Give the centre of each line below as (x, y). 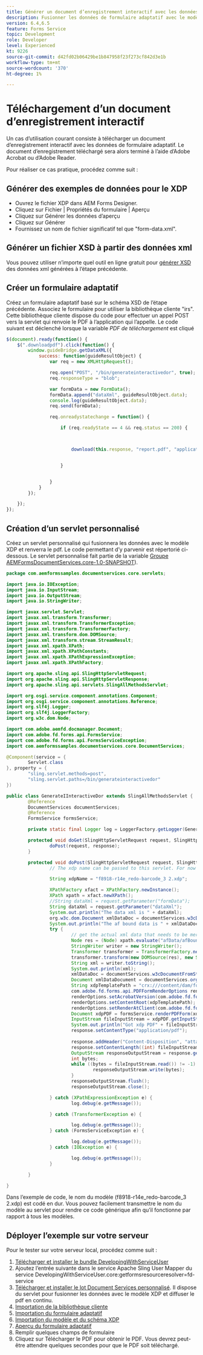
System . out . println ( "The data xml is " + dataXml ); (116, 912)
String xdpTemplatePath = (104, 986)
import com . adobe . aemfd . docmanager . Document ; (64, 730)
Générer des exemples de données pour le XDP (97, 188)
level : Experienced (31, 46)
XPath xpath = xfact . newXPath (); (92, 896)
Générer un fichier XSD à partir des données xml (99, 248)
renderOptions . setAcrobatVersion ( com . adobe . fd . (132, 997)
